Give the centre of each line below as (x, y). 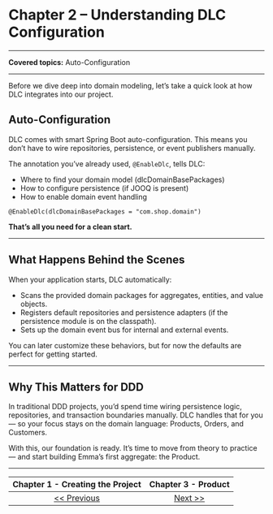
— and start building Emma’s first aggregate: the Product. (104, 457)
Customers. (28, 433)
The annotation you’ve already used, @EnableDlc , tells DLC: (107, 163)
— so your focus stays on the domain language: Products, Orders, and (126, 424)
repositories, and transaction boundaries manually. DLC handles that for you (136, 415)
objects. (34, 304)
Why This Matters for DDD (76, 387)
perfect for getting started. (53, 354)
